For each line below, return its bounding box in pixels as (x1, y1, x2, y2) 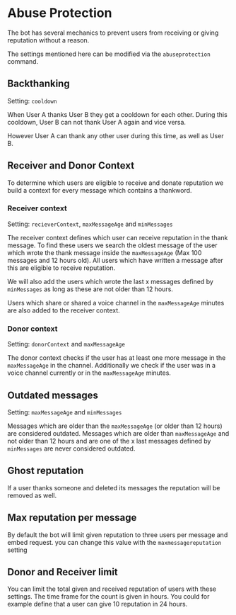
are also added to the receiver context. (7, 306, 120, 315)
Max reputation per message (7, 512, 137, 524)
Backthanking (7, 78, 70, 90)
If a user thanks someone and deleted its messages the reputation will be (7, 483, 220, 492)
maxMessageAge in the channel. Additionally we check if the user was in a (7, 361, 216, 370)
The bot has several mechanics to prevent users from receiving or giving (7, 28, 219, 37)
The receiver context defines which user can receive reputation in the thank (7, 233, 228, 242)
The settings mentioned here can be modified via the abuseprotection (7, 50, 211, 58)
